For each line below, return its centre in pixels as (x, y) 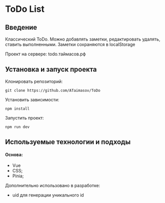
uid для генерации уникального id (48, 195)
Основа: (14, 155)
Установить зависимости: (32, 99)
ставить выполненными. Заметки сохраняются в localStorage (70, 44)
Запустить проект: (25, 118)
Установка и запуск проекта (51, 69)
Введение (21, 27)
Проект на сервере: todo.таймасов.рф (45, 54)
